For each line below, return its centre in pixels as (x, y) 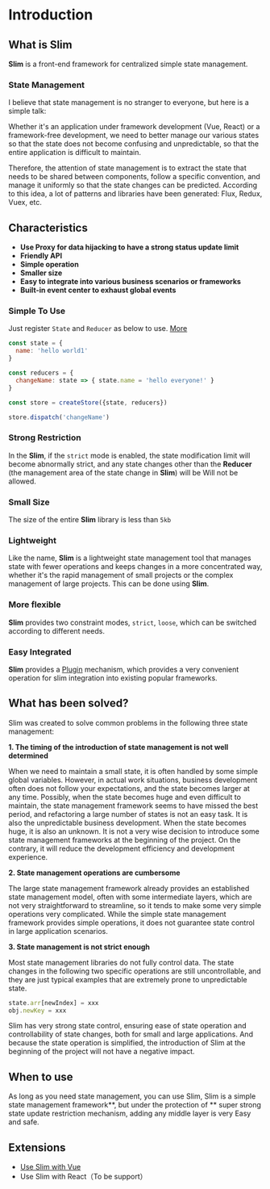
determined (28, 756)
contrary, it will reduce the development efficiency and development (122, 848)
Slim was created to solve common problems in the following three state (128, 722)
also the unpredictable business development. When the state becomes (128, 823)
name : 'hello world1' (52, 351)
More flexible (35, 605)
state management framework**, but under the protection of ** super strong (135, 1105)
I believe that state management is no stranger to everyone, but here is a (129, 103)
